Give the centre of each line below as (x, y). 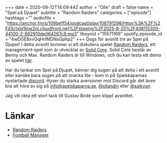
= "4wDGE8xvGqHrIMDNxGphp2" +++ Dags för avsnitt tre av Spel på (77, 39)
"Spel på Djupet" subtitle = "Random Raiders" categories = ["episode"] (78, 12)
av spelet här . (19, 60)
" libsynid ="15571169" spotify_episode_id (119, 34)
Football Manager (30, 135)
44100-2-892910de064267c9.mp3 (41, 34)
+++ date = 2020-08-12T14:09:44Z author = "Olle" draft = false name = (79, 7)
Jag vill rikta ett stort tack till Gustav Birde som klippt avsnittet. (69, 95)
